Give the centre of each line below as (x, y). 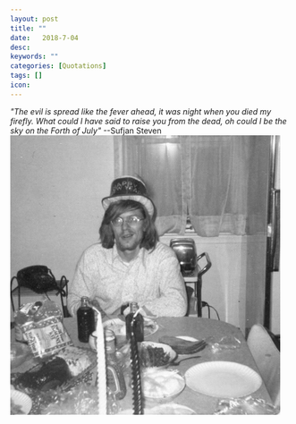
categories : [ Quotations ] (58, 66)
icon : (20, 85)
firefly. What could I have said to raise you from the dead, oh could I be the (148, 121)
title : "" (29, 28)
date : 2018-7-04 (44, 38)
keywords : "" (34, 57)
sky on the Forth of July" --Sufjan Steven (86, 131)
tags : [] (26, 76)
